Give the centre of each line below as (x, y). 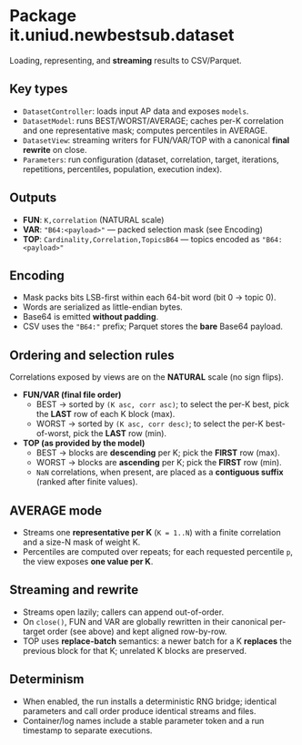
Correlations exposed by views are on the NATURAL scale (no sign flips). (146, 377)
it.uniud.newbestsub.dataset (122, 35)
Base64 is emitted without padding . (91, 317)
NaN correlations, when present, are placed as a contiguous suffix (160, 472)
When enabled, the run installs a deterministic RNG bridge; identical (150, 701)
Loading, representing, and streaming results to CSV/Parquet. (126, 60)
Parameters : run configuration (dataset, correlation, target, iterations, (151, 159)
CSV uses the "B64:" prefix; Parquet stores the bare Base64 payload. (153, 327)
